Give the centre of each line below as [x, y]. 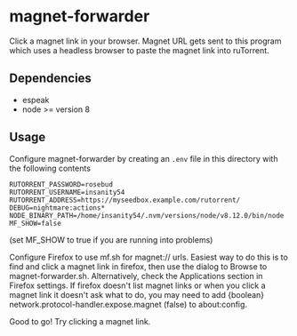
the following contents [50, 168]
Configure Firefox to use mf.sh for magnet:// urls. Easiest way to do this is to [149, 257]
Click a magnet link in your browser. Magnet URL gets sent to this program [145, 41]
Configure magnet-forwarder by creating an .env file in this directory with [144, 158]
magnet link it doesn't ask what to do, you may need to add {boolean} [137, 294]
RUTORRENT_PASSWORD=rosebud [61, 184]
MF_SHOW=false [36, 223]
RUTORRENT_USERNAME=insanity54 [67, 192]
